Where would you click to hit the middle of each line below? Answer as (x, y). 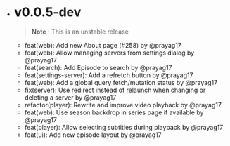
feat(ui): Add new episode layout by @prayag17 (93, 135)
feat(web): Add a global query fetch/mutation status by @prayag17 (121, 82)
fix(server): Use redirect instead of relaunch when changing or (115, 90)
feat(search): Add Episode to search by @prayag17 (98, 67)
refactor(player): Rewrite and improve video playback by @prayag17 (123, 105)
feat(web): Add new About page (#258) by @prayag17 (103, 45)
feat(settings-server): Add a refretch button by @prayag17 (109, 75)
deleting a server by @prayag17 (70, 97)
